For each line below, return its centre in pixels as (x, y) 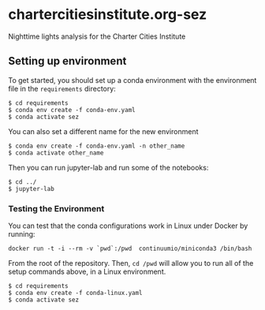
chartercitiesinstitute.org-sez (108, 15)
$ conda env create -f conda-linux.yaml (76, 293)
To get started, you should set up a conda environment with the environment (132, 80)
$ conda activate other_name (56, 153)
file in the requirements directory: (62, 88)
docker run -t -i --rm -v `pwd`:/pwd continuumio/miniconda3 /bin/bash (130, 249)
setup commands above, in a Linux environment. (87, 272)
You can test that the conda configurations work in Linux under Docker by (128, 226)
